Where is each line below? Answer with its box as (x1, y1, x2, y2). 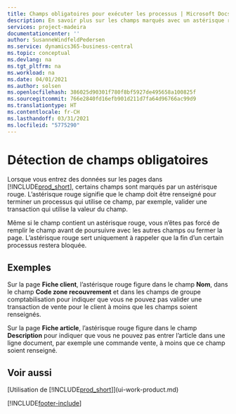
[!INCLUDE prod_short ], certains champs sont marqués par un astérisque (7, 182, 218, 191)
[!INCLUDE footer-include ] (7, 399, 82, 408)
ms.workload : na (7, 69, 55, 76)
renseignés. (7, 310, 41, 319)
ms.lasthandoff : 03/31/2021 (7, 115, 90, 122)
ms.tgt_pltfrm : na (7, 63, 61, 70)
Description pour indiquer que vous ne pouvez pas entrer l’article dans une (7, 332, 225, 340)
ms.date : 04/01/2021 (7, 75, 68, 83)
